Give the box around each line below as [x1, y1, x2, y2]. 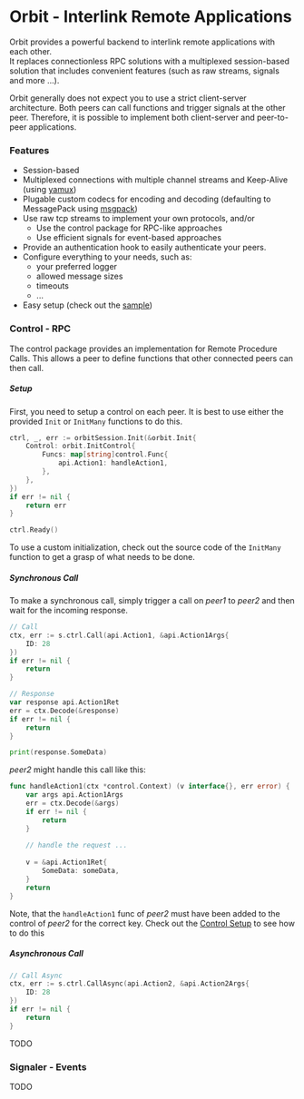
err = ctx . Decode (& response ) [9, 706, 120, 715]
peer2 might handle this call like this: [9, 764, 147, 775]
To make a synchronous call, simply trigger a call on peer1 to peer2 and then [9, 595, 295, 606]
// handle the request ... [25, 841, 128, 850]
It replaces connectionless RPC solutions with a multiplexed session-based [9, 55, 290, 66]
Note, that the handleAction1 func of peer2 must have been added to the [9, 908, 281, 918]
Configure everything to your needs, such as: [22, 251, 192, 262]
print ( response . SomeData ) [9, 748, 107, 757]
